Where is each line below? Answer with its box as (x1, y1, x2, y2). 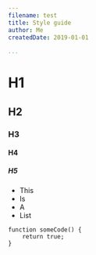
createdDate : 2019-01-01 (8, 33, 89, 42)
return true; (22, 233, 65, 241)
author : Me (8, 26, 44, 34)
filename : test (8, 11, 58, 20)
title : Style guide (8, 19, 72, 27)
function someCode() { (8, 226, 82, 234)
